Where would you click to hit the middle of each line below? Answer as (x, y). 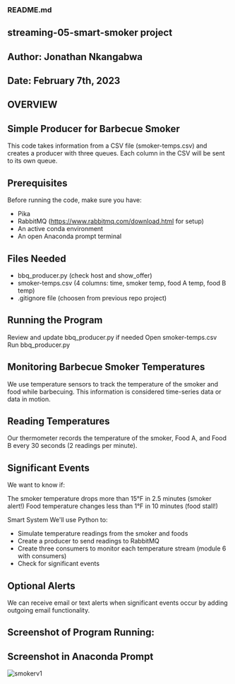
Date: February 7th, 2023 (64, 81)
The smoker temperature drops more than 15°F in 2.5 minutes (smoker (109, 499)
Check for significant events (59, 564)
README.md (30, 10)
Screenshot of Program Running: (81, 633)
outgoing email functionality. (49, 610)
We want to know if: (36, 485)
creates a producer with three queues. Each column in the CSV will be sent (116, 153)
